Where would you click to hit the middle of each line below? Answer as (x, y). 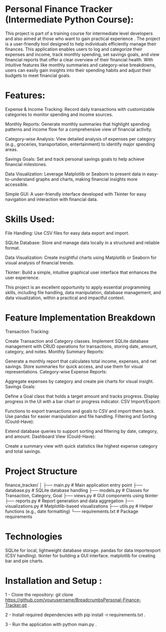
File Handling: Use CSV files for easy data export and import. (67, 233)
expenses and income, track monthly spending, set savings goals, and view (82, 54)
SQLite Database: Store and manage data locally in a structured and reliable (83, 242)
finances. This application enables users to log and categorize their (74, 49)
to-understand (20, 179)
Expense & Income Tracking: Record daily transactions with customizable (80, 109)
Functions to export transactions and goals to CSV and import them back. (80, 411)
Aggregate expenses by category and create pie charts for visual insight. (80, 381)
